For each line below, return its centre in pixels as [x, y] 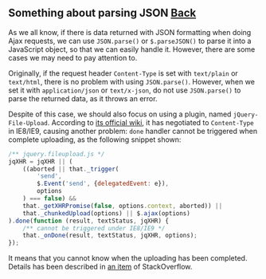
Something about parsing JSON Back [102, 13]
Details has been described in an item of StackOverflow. [100, 267]
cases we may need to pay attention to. [73, 57]
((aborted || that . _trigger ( [71, 169]
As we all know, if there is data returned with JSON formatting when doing [130, 32]
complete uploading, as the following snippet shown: [95, 139]
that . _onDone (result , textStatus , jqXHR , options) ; [110, 236]
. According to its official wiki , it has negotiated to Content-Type [151, 122]
